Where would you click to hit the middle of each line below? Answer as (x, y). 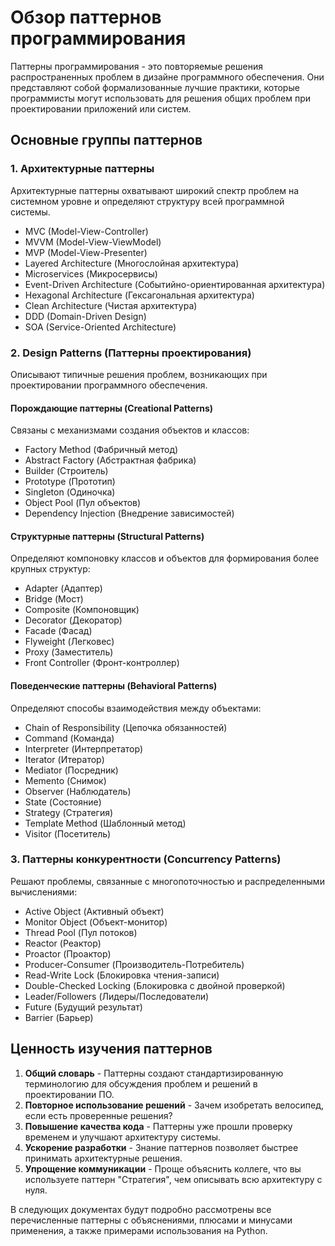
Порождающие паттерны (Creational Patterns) (112, 408)
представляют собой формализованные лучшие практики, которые (155, 87)
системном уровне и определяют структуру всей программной (147, 201)
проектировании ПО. (69, 1094)
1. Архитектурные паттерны (82, 169)
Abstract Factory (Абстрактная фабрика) (110, 460)
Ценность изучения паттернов (111, 1049)
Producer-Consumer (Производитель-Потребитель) (134, 964)
